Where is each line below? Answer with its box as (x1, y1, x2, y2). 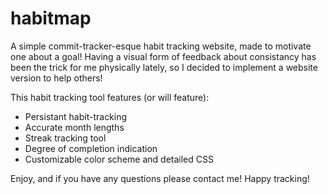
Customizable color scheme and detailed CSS (24, 153, 214, 165)
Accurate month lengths (24, 121, 125, 133)
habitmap (10, 7, 92, 30)
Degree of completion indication (24, 142, 158, 154)
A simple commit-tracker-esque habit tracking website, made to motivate (10, 40, 312, 52)
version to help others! (10, 72, 103, 84)
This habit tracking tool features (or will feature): (10, 91, 210, 103)
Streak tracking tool (24, 132, 107, 144)
